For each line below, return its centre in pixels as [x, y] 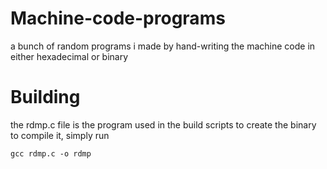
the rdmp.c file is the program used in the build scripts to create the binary [163, 124]
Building [45, 97]
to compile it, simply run [60, 135]
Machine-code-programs [118, 18]
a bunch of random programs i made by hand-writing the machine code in [163, 46]
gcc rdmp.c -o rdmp [51, 153]
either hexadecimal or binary [69, 56]
